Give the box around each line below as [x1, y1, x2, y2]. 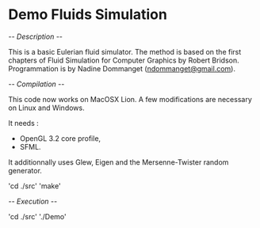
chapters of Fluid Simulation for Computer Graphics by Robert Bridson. [8, 55, 239, 65]
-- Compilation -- [8, 79, 65, 89]
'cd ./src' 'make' [8, 180, 61, 191]
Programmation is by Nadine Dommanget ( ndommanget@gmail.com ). [8, 63, 236, 73]
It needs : [8, 118, 40, 127]
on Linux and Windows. [8, 103, 85, 112]
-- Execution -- [8, 196, 58, 206]
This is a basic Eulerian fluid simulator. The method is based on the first [8, 47, 242, 56]
